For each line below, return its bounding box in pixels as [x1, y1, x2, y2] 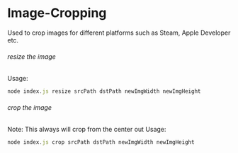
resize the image [7, 52, 57, 61]
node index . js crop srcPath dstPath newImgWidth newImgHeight [7, 139, 195, 146]
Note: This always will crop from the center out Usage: [7, 125, 166, 134]
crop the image [7, 103, 52, 111]
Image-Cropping [7, 5, 107, 21]
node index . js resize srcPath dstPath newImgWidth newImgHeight [7, 88, 201, 95]
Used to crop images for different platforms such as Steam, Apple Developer [7, 28, 231, 37]
